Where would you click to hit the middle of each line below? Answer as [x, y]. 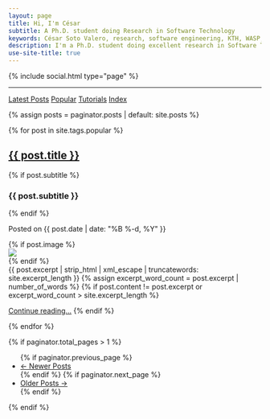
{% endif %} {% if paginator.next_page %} [90, 375]
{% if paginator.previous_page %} [76, 358]
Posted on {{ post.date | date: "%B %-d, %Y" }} [87, 229]
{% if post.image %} [42, 244]
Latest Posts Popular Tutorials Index [67, 99]
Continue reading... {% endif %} [61, 311]
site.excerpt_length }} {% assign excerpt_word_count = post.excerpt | [123, 278]
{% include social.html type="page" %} [74, 76]
